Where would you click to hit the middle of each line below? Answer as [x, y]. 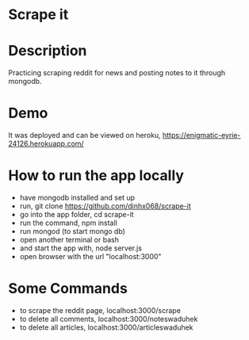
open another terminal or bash [69, 240]
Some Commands [68, 289]
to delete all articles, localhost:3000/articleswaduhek [106, 327]
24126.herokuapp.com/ [46, 143]
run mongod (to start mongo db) [72, 231]
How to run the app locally [96, 176]
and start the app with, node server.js [81, 248]
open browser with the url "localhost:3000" [90, 256]
